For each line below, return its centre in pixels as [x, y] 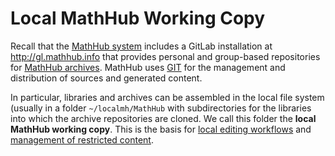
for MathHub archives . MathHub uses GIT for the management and [148, 67]
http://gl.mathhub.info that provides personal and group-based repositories [165, 56]
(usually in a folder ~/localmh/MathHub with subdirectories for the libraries [161, 108]
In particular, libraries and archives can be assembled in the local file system [167, 97]
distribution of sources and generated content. [106, 78]
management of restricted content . [82, 139]
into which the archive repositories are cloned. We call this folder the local [163, 118]
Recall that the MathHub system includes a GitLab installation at [141, 46]
